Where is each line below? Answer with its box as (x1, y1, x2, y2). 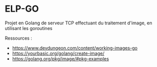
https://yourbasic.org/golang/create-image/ (12, 50, 105, 56)
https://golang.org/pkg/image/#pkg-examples (12, 55, 109, 61)
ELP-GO (5, 3, 39, 15)
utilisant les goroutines (5, 25, 53, 31)
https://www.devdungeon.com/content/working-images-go (12, 45, 138, 51)
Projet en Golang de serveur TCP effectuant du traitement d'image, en (5, 20, 152, 26)
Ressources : (5, 35, 32, 41)
